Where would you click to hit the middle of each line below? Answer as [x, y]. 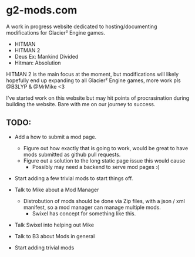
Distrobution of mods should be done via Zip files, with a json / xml [104, 201]
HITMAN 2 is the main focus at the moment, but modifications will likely [93, 74]
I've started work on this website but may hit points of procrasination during [98, 98]
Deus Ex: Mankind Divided [46, 56]
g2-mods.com [42, 10]
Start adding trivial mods [44, 248]
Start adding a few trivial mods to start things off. [74, 178]
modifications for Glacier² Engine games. [56, 32]
